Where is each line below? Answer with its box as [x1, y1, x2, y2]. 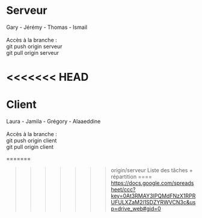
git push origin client [6, 137, 57, 145]
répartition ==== [111, 173, 152, 181]
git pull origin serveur [6, 49, 59, 56]
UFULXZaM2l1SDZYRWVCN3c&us [111, 199, 196, 206]
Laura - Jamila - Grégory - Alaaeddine [6, 118, 101, 125]
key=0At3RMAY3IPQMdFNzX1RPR [111, 192, 196, 199]
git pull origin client [6, 143, 54, 151]
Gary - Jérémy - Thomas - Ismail [6, 23, 88, 31]
